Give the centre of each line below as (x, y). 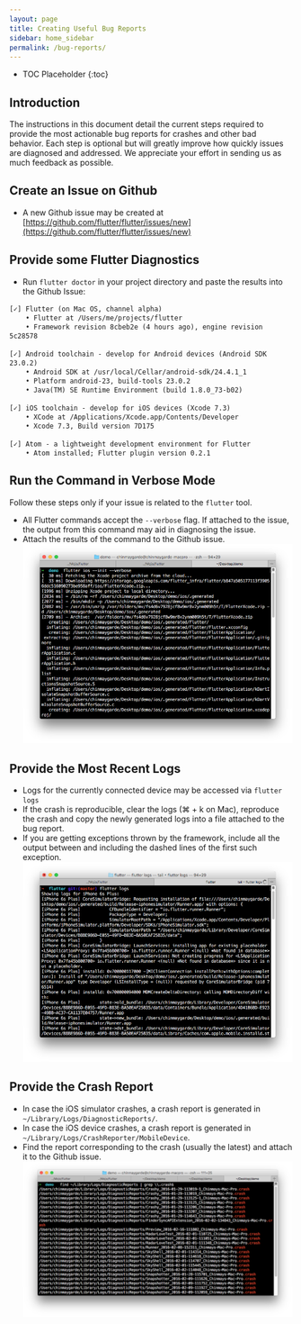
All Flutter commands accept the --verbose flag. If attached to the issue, (156, 520)
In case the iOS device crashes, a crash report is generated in (137, 1128)
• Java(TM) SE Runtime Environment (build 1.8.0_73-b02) (134, 390)
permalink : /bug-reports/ (58, 48)
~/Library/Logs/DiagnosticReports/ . (90, 1118)
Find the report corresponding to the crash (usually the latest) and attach (157, 1147)
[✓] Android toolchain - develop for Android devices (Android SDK (138, 354)
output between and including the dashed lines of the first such (140, 848)
